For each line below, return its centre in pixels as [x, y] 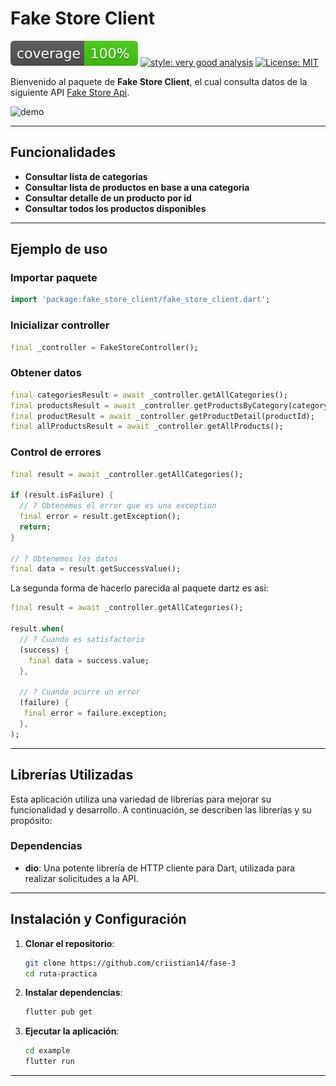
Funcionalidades [63, 152]
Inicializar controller [60, 325]
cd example [47, 1051]
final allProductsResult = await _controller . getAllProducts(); [147, 427]
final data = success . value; [89, 660]
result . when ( [37, 629]
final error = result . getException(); [100, 517]
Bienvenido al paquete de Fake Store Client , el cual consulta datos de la [159, 81]
